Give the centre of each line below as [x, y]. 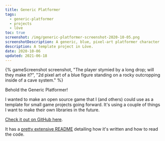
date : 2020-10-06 [23, 51]
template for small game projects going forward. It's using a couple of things [83, 105]
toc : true [15, 33]
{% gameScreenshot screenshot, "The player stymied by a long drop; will [80, 70]
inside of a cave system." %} [34, 80]
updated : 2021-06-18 [26, 56]
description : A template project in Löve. [49, 47]
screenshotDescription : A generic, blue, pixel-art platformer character [82, 42]
